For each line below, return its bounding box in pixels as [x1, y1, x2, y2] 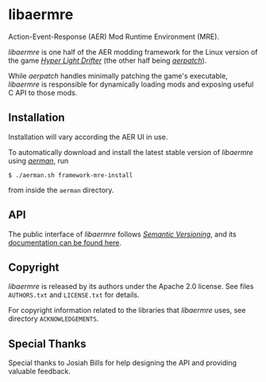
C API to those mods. [8, 87, 78, 97]
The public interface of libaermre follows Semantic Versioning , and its [8, 229, 237, 239]
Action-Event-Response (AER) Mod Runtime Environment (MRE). [8, 32, 220, 41]
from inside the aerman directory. [8, 185, 114, 195]
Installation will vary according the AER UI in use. [8, 132, 168, 141]
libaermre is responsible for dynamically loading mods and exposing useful [8, 79, 254, 89]
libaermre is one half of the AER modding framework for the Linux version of [8, 47, 258, 56]
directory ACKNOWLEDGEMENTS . [8, 314, 99, 323]
